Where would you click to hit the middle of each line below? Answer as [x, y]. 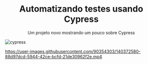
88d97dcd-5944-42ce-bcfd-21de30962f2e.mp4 [54, 56]
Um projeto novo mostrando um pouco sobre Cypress [81, 32]
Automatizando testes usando [81, 9]
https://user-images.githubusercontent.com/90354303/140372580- [73, 51]
